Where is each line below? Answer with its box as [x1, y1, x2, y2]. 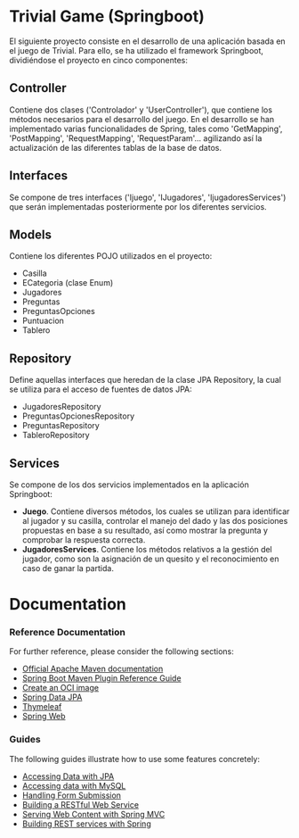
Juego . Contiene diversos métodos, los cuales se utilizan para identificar [21, 506, 290, 517]
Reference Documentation [9, 626, 126, 639]
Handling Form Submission [21, 790, 122, 801]
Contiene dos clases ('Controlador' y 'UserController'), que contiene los [9, 104, 273, 115]
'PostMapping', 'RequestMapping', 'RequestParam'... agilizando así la [9, 132, 263, 144]
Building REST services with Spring [21, 818, 151, 829]
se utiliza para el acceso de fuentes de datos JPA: [9, 384, 193, 394]
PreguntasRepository [21, 420, 100, 431]
